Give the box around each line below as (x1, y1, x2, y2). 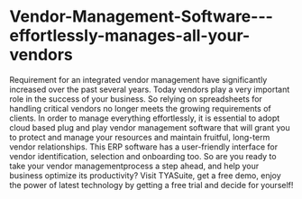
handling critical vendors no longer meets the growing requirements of (9, 103, 272, 113)
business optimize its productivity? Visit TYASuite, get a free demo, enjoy (9, 169, 281, 181)
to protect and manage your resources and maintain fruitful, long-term (9, 131, 270, 142)
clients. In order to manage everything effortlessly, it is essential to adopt (9, 113, 280, 123)
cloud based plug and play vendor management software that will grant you (9, 122, 290, 132)
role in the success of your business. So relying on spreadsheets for (9, 93, 263, 104)
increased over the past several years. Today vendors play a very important (9, 84, 290, 95)
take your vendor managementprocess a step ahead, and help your (9, 160, 260, 171)
